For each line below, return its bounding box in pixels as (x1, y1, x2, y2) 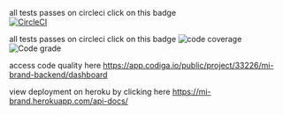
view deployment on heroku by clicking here (9, 87, 171, 97)
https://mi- (172, 87, 211, 97)
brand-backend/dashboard (9, 69, 108, 80)
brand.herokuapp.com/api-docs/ (9, 96, 128, 106)
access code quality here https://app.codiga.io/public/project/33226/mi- (9, 61, 274, 70)
